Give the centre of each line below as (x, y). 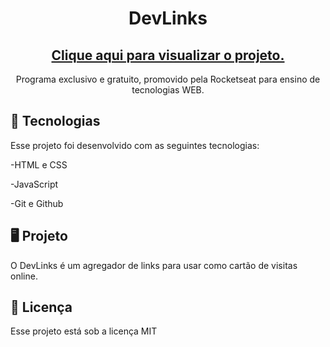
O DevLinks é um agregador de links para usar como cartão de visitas (154, 265)
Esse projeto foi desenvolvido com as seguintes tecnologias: (135, 145)
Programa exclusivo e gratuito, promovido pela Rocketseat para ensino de (168, 79)
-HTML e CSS (39, 164)
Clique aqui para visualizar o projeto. (168, 55)
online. (24, 276)
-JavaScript (34, 184)
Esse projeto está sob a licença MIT (84, 331)
